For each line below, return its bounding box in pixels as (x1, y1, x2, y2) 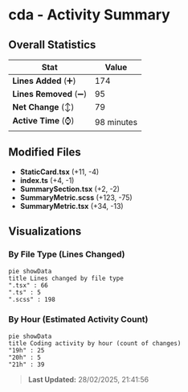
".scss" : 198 (8, 295, 56, 303)
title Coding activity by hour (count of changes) (8, 339, 182, 348)
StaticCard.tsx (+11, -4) (19, 167, 100, 177)
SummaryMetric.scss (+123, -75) (19, 192, 133, 202)
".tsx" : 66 (8, 281, 48, 290)
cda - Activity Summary (8, 6, 170, 24)
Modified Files (8, 145, 82, 159)
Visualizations (8, 224, 82, 239)
